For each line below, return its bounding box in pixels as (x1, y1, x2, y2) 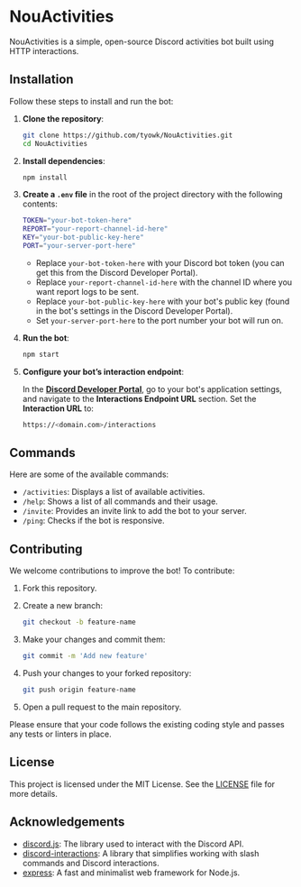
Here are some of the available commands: (9, 469, 169, 480)
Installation (9, 72, 74, 87)
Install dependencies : (22, 155, 105, 166)
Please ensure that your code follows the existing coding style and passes (9, 718, 286, 729)
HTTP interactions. (9, 45, 79, 56)
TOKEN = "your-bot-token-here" (22, 216, 132, 225)
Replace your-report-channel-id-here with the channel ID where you (35, 277, 293, 288)
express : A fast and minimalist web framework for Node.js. (22, 867, 241, 878)
